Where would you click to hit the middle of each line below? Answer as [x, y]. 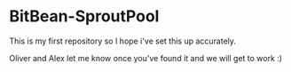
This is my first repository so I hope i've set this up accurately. [123, 41]
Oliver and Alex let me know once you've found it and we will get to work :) [145, 58]
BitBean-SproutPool [84, 16]
